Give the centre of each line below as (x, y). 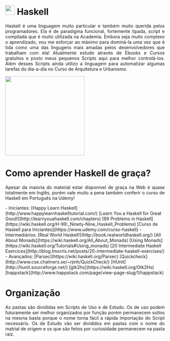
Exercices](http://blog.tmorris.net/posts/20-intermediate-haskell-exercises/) (85, 251)
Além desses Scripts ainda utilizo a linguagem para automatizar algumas (85, 63)
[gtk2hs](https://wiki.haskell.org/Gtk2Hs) (112, 267)
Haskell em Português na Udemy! (40, 198)
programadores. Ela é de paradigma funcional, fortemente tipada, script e (85, 31)
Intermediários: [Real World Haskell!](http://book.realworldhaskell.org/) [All (83, 235)
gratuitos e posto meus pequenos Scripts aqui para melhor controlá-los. (85, 58)
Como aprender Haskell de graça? (78, 173)
